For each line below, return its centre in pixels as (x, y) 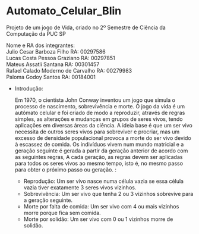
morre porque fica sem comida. (62, 213)
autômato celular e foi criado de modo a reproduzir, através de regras (100, 113)
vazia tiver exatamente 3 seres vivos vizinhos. (80, 187)
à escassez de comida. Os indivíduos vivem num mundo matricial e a (99, 144)
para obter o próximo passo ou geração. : (66, 169)
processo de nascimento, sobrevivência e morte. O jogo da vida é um (100, 106)
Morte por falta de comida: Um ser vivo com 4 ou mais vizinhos (101, 206)
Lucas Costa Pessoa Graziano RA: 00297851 (61, 58)
